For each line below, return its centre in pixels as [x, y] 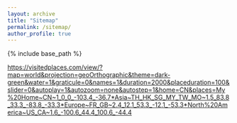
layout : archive [31, 14]
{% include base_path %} [45, 54]
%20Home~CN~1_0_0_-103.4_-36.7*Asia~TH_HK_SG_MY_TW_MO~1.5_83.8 [118, 98]
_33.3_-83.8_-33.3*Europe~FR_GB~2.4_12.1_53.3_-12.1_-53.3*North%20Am [118, 105]
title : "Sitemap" [33, 20]
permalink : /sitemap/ [39, 27]
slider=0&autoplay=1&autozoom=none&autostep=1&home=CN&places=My [116, 90]
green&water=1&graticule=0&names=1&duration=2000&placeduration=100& [118, 83]
